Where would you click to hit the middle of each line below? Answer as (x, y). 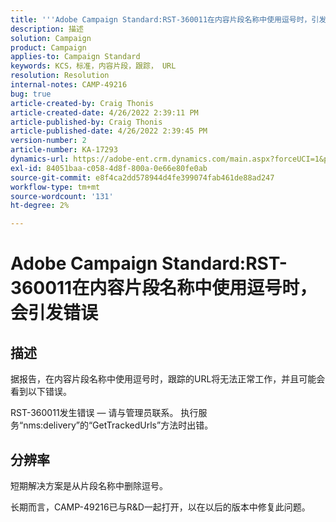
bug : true (31, 94)
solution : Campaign (51, 38)
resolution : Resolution (60, 76)
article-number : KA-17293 (64, 150)
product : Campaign (48, 47)
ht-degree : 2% (40, 206)
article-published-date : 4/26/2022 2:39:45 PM (109, 131)
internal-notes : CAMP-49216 (69, 85)
